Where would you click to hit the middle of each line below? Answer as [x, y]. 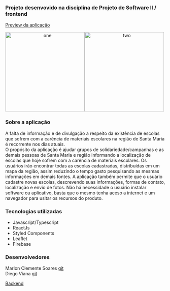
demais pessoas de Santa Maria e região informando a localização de [78, 155]
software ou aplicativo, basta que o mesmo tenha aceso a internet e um [80, 193]
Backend [14, 283]
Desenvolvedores [27, 257]
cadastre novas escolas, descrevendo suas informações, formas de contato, [85, 182]
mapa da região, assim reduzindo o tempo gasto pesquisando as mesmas [82, 171]
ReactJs [21, 227]
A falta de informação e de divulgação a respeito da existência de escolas [82, 133]
